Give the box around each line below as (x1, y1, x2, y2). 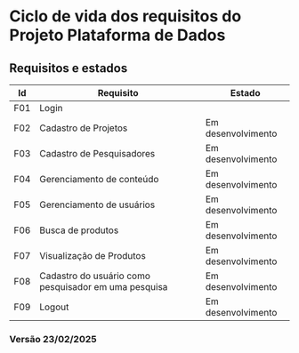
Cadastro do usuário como (39, 269, 151, 282)
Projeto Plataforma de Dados (9, 25, 226, 45)
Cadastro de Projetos (39, 122, 128, 134)
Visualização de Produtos (39, 250, 147, 261)
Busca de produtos (39, 224, 119, 237)
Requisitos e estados (9, 60, 128, 76)
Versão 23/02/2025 (9, 333, 97, 345)
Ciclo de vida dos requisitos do (9, 6, 242, 27)
